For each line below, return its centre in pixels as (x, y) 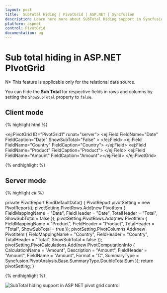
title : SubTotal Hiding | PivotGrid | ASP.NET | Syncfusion (70, 14)
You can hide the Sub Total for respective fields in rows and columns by (79, 91)
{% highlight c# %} (25, 193)
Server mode (26, 181)
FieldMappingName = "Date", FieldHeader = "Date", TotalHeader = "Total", (81, 213)
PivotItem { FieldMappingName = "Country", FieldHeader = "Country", (77, 234)
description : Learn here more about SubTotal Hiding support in (73, 19)
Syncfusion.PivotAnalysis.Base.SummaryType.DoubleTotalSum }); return (79, 261)
